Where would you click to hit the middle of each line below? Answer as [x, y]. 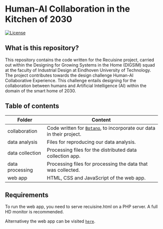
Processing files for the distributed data [92, 150]
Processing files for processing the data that [97, 164]
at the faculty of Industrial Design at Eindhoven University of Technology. [78, 70]
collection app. [64, 156]
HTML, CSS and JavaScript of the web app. [96, 177]
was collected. [63, 170]
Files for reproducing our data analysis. [91, 142]
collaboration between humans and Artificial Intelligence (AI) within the [76, 86]
